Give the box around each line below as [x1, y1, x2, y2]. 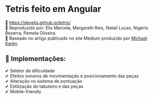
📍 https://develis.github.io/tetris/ [5, 20, 71, 25]
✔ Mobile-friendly [5, 88, 41, 94]
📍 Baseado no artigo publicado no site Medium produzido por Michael [5, 35, 148, 41]
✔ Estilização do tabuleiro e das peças [5, 83, 83, 89]
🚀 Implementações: [5, 55, 66, 63]
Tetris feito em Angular [5, 3, 102, 15]
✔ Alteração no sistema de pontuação [5, 78, 82, 84]
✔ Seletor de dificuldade [5, 68, 55, 74]
